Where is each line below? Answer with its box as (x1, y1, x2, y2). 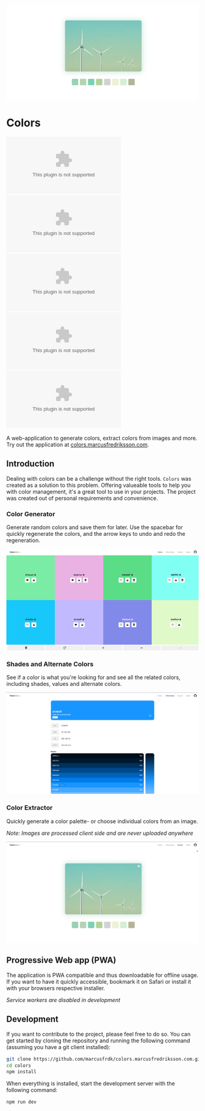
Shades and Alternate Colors (6, 660, 94, 668)
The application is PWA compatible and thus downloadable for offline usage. (6, 971, 199, 979)
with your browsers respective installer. (6, 984, 106, 992)
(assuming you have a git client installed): (6, 1043, 111, 1050)
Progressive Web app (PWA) (6, 955, 117, 966)
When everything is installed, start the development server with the (6, 1080, 175, 1087)
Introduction (6, 459, 55, 469)
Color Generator (6, 510, 56, 518)
